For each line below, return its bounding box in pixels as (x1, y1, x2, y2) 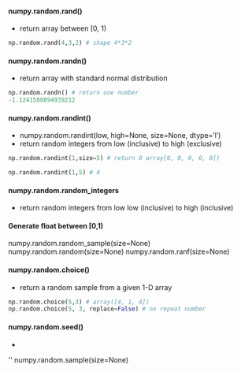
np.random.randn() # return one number (8, 89, 139, 97)
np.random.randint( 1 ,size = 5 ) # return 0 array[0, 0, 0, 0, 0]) (8, 154, 221, 162)
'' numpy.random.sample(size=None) (8, 355, 129, 364)
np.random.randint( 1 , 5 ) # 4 (8, 169, 101, 177)
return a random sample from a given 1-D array (19, 282, 172, 292)
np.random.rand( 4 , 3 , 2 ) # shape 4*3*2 (8, 39, 132, 47)
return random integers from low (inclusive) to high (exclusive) (19, 139, 222, 149)
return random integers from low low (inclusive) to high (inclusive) (19, 203, 234, 213)
